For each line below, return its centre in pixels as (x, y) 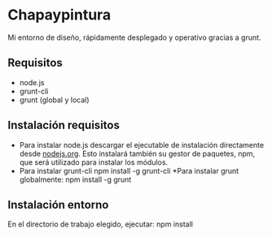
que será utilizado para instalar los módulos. (94, 162)
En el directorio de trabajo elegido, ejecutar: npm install (100, 224)
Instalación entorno (58, 205)
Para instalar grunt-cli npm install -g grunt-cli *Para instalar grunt (129, 170)
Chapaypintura (59, 15)
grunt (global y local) (55, 100)
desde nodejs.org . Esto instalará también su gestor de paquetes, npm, (137, 153)
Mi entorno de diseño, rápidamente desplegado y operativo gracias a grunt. (134, 37)
